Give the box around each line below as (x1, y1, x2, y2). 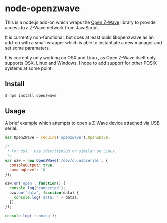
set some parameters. (5, 45, 50, 51)
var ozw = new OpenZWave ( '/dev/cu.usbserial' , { (5, 158, 108, 163)
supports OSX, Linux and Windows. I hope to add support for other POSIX (5, 60, 157, 66)
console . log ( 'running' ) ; (5, 213, 57, 218)
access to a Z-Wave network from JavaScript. (5, 24, 99, 30)
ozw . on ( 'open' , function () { (5, 181, 66, 186)
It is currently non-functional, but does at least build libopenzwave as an (5, 34, 154, 40)
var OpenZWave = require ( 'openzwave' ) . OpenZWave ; (5, 135, 111, 140)
